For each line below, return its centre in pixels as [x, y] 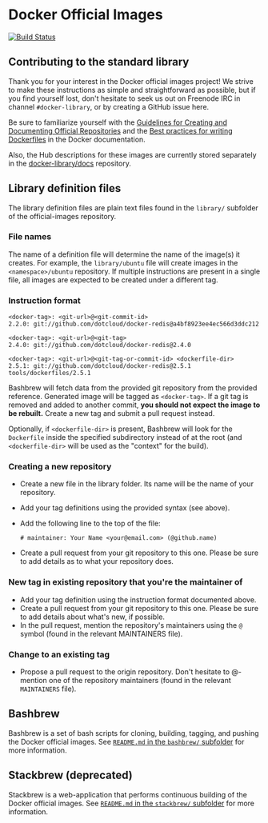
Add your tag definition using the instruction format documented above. [138, 599]
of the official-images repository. [62, 216]
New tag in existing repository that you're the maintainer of [126, 582]
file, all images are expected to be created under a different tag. [113, 280]
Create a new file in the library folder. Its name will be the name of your [137, 484]
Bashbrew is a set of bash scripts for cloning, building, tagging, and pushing [134, 733]
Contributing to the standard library [99, 62]
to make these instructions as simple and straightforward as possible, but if [132, 90]
